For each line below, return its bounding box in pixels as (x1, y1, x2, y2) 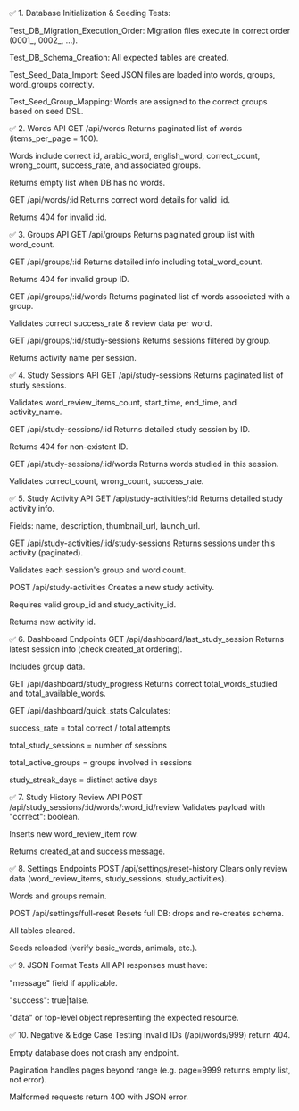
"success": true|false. (9, 995, 89, 1006)
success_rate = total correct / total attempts (9, 723, 170, 733)
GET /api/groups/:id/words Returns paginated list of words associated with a (9, 291, 290, 302)
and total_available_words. (9, 688, 106, 698)
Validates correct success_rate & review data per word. (9, 318, 212, 329)
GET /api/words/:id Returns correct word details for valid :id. (9, 195, 230, 205)
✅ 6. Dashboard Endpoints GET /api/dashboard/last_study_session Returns (9, 634, 285, 644)
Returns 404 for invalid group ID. (9, 274, 129, 284)
